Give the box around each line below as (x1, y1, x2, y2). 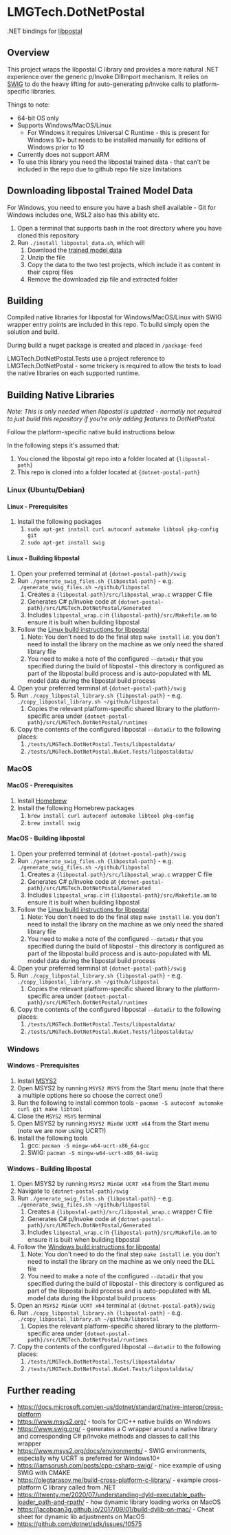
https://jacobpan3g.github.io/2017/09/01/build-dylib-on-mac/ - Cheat (16, 1505, 214, 1513)
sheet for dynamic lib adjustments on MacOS (16, 1512, 145, 1521)
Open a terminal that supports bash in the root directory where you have (16, 224, 222, 232)
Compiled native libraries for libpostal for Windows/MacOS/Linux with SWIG (7, 313, 222, 321)
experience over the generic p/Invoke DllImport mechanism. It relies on (7, 72, 208, 81)
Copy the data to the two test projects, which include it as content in (27, 260, 221, 268)
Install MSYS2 (16, 1077, 57, 1085)
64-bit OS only (16, 114, 60, 122)
